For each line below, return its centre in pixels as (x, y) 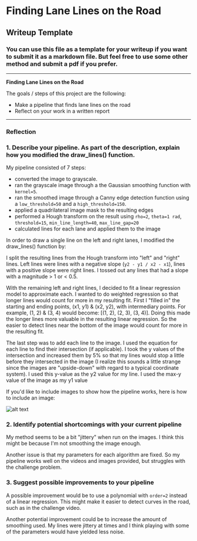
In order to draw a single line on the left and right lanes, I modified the (90, 240)
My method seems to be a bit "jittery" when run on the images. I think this (95, 437)
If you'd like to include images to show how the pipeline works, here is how (97, 392)
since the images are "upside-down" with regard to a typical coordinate (92, 368)
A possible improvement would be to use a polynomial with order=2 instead (97, 495)
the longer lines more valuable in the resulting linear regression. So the (91, 319)
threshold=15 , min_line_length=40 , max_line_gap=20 (77, 223)
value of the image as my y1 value (47, 380)
